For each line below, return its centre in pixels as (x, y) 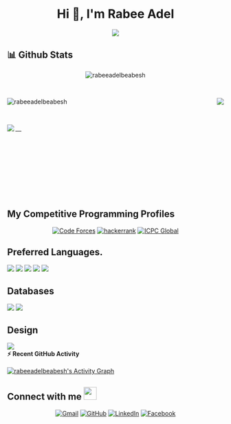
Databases (31, 291)
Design (23, 330)
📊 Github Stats (40, 55)
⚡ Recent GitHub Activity (43, 354)
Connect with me (45, 397)
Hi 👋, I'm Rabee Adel (115, 14)
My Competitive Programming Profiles (91, 214)
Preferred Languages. (55, 252)
